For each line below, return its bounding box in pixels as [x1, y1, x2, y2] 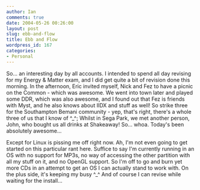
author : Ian [6, 8, 36, 15]
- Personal [6, 53, 34, 59]
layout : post [6, 25, 39, 32]
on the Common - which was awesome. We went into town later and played [6, 89, 193, 96]
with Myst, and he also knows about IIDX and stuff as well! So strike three [6, 101, 188, 108]
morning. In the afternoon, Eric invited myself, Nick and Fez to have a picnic [6, 82, 193, 90]
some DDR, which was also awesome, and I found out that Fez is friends [6, 95, 185, 102]
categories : [6, 48, 36, 54]
